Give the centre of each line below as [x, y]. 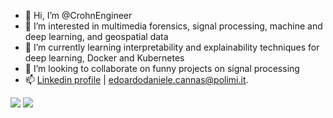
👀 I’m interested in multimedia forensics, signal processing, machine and [173, 26]
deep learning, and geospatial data [96, 36]
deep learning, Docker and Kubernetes [104, 58]
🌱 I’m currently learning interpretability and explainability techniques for [172, 47]
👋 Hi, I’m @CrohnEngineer [78, 15]
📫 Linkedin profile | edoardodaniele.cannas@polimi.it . [136, 79]
